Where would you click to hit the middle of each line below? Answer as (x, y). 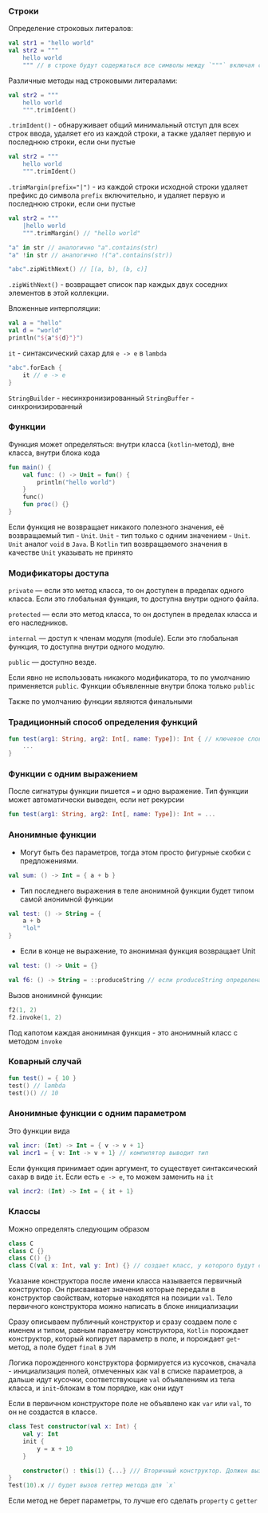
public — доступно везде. (53, 662)
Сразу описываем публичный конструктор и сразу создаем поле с (123, 1322)
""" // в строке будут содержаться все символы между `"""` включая (139, 65)
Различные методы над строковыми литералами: (93, 81)
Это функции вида (39, 1130)
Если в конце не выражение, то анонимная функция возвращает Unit (138, 951)
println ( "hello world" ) (76, 482)
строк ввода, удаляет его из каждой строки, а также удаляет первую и (130, 134)
